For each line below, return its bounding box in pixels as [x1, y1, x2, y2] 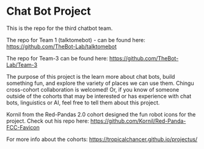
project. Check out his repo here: [6, 117, 90, 125]
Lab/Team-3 [6, 61, 38, 68]
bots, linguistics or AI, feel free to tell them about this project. [6, 99, 160, 106]
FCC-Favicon [6, 123, 40, 131]
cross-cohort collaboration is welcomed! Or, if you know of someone [6, 85, 180, 93]
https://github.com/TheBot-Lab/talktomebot [6, 43, 117, 50]
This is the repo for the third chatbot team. [6, 24, 113, 32]
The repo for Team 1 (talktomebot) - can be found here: [6, 36, 145, 43]
